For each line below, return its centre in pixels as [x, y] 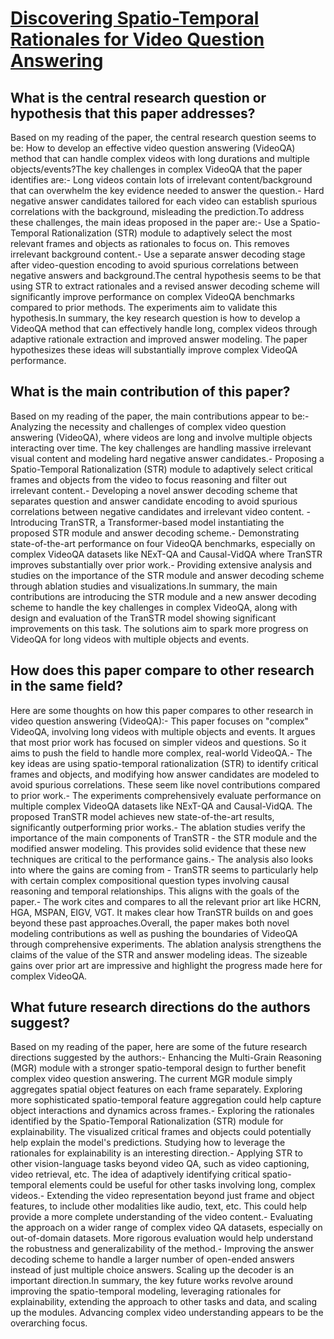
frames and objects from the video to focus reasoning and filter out [148, 479]
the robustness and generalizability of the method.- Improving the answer [162, 1249]
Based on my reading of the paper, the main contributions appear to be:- [160, 416]
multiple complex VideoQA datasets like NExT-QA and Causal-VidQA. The [161, 806]
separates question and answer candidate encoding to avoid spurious [154, 501]
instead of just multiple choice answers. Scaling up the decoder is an [152, 1270]
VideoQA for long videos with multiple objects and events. [130, 639]
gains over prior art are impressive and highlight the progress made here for [166, 965]
